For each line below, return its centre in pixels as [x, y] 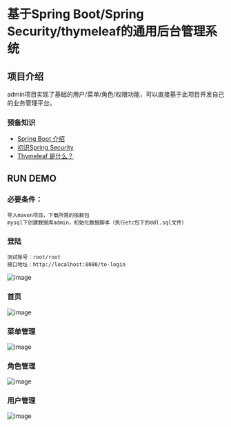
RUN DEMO [32, 178]
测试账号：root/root [34, 257]
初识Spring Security [45, 148]
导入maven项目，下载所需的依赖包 [48, 215]
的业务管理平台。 [31, 103]
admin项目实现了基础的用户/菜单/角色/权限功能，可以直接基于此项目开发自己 [116, 94]
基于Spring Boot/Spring [76, 14]
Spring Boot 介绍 [41, 139]
